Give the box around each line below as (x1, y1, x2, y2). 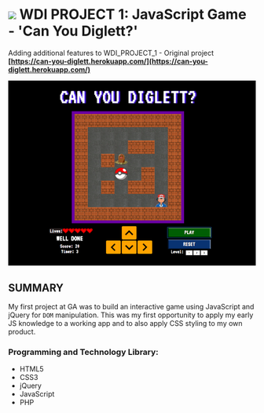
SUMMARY (8, 281, 64, 294)
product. (8, 327, 36, 337)
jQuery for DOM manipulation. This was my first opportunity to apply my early (8, 310, 254, 320)
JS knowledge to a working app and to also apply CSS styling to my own (8, 319, 243, 328)
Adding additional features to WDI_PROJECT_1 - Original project (8, 48, 214, 57)
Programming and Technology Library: (8, 346, 159, 357)
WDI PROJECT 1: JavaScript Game (19, 5, 247, 24)
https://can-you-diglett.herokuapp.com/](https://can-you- (10, 57, 208, 66)
